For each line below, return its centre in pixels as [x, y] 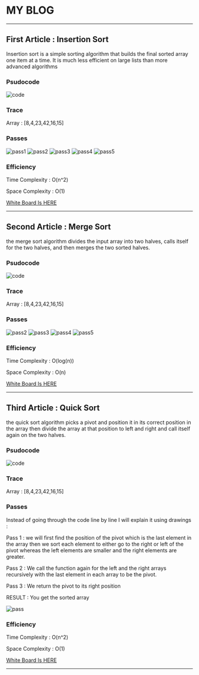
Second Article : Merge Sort [59, 227]
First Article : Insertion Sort [57, 39]
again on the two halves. [36, 435]
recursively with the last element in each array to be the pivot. [81, 574]
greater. [16, 556]
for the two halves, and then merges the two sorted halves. [78, 248]
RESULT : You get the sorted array [48, 597]
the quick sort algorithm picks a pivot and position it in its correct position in [99, 422]
